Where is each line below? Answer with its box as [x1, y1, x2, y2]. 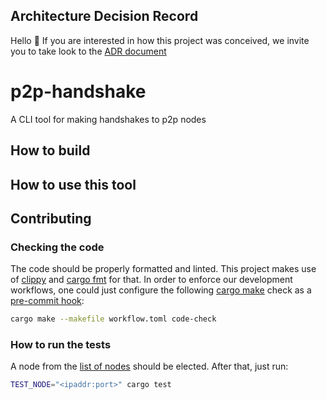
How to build [10, 142, 91, 159]
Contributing [10, 210, 92, 227]
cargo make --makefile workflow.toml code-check [10, 314, 217, 324]
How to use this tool [10, 176, 137, 193]
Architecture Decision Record [10, 8, 199, 25]
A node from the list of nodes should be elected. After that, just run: [10, 360, 289, 373]
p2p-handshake [10, 80, 147, 103]
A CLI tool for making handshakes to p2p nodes [10, 113, 207, 125]
